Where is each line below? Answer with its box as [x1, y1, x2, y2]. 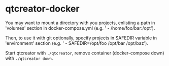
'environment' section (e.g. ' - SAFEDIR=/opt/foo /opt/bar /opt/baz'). [5, 40, 149, 46]
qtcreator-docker [5, 3, 80, 15]
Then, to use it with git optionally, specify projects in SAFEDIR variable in [5, 35, 157, 41]
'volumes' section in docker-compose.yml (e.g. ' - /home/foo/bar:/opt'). [5, 25, 155, 31]
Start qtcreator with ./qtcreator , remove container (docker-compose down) [5, 50, 164, 56]
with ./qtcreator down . [5, 55, 53, 61]
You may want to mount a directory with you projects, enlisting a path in [5, 20, 155, 26]
